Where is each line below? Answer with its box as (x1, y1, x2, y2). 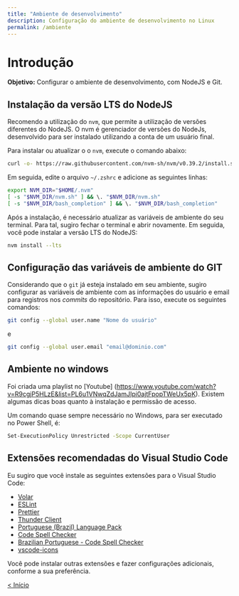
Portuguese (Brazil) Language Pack (17, 523, 122, 531)
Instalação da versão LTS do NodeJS (7, 98, 173, 110)
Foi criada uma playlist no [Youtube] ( (7, 382, 117, 390)
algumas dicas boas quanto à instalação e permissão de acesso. (7, 397, 197, 406)
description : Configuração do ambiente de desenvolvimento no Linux (7, 17, 215, 24)
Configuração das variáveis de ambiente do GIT (7, 261, 223, 273)
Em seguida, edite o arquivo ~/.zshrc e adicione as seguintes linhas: (7, 173, 208, 182)
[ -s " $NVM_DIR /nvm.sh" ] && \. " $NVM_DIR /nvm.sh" (7, 193, 161, 200)
